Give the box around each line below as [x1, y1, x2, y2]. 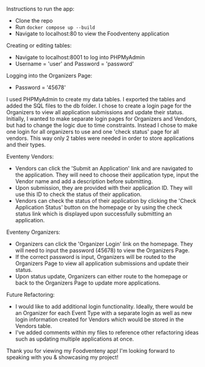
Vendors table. [15, 322, 52, 329]
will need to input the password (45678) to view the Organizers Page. [15, 247, 190, 254]
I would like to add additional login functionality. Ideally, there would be [15, 303, 193, 310]
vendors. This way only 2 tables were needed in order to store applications [6, 134, 195, 142]
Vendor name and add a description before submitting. [15, 178, 153, 185]
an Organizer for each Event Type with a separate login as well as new [15, 310, 192, 316]
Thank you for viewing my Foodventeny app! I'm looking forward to [6, 347, 175, 354]
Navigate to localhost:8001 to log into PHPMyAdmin [15, 54, 145, 60]
